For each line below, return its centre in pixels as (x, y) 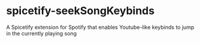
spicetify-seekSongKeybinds (80, 11)
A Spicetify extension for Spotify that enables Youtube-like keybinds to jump (100, 27)
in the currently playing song (41, 33)
